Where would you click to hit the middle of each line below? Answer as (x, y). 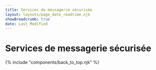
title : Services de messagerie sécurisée (49, 10)
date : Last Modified (27, 24)
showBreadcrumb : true (28, 19)
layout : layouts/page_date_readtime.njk (48, 14)
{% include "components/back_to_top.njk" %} (52, 62)
